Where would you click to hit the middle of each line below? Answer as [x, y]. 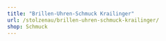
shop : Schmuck [28, 26]
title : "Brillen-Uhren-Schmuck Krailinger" [71, 14]
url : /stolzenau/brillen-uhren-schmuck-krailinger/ [83, 20]
